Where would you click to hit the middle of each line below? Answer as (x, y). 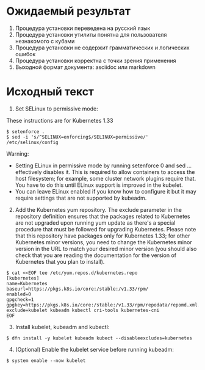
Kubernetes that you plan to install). (60, 261)
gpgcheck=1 (20, 299)
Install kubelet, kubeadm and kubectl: (62, 327)
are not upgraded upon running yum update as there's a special (95, 223)
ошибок (25, 54)
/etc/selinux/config (33, 142)
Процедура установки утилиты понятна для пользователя (91, 34)
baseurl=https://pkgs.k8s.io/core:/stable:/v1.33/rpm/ (77, 289)
